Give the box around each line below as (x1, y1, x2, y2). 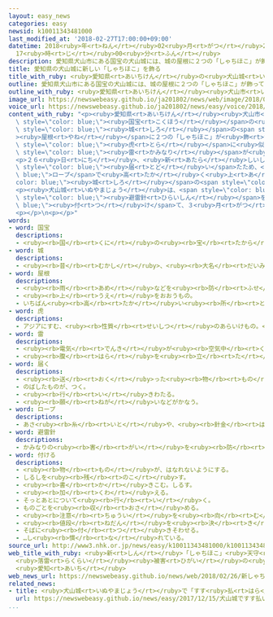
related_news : (8, 580, 57, 588)
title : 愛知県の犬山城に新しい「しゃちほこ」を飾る (8, 65, 161, 73)
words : (8, 217, 31, 225)
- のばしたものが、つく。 (15, 383, 90, 391)
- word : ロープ (8, 405, 56, 414)
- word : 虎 (8, 307, 45, 315)
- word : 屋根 (8, 269, 50, 278)
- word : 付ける (8, 451, 56, 459)
